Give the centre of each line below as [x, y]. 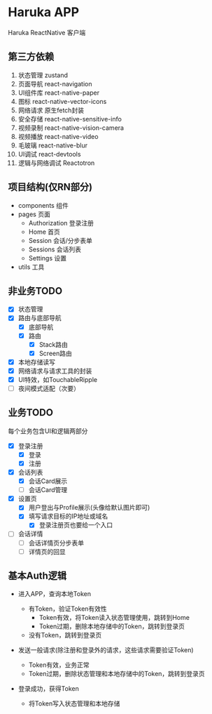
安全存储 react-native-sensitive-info [70, 119]
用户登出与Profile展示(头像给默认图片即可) [89, 508]
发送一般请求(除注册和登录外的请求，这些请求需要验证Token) [106, 650]
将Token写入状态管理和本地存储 [74, 703]
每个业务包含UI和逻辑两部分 [48, 431]
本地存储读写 [36, 362]
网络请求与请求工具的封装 [55, 371]
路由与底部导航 [40, 318]
